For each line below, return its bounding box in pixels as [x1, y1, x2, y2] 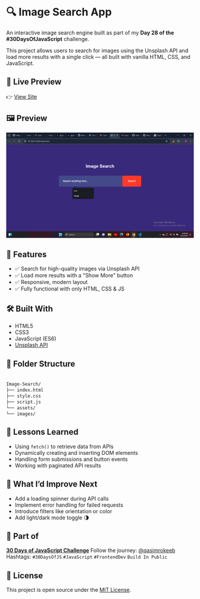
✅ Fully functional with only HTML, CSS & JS [14, 285, 125, 292]
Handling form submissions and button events [14, 456, 128, 463]
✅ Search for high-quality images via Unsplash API [14, 265, 140, 272]
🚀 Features [6, 249, 47, 260]
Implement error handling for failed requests [14, 501, 124, 508]
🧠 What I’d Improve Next [6, 479, 98, 489]
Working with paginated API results [14, 461, 101, 469]
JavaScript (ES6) [14, 335, 57, 342]
